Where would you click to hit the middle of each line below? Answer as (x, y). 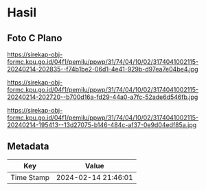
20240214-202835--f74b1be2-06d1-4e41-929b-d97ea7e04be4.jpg (103, 69)
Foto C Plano (35, 38)
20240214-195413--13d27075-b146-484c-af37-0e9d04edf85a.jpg (102, 125)
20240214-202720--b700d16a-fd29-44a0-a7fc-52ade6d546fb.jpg (103, 97)
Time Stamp (30, 177)
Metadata (28, 147)
